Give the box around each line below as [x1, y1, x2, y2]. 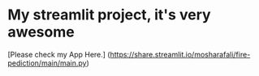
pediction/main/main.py [7, 58, 87, 68]
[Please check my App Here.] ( [7, 49, 110, 59]
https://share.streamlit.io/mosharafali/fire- [110, 49, 251, 59]
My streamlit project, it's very [7, 6, 212, 24]
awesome [7, 23, 75, 41]
